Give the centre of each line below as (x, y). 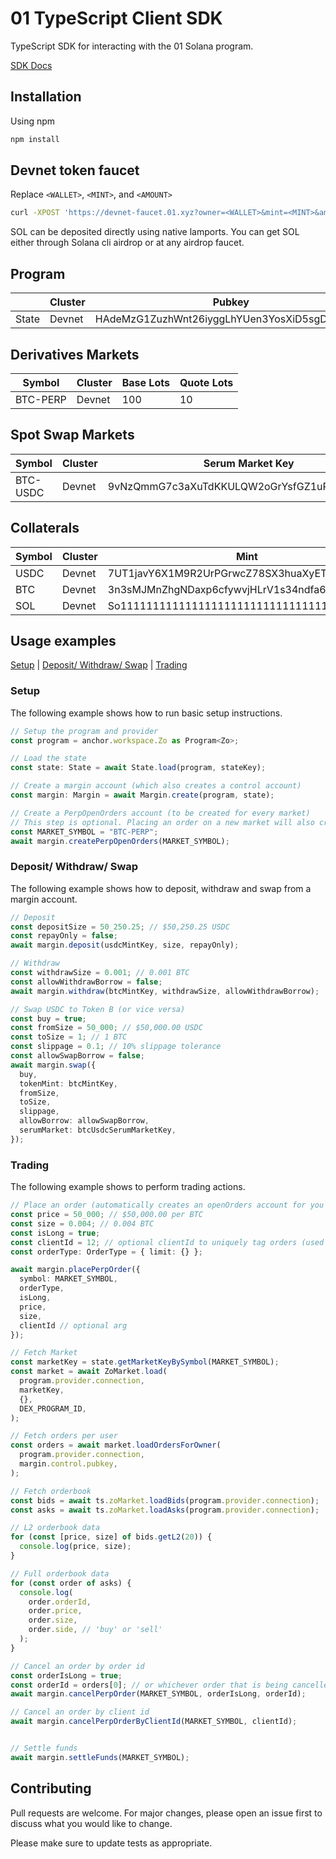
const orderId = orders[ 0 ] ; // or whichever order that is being (149, 1685)
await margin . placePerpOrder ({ (75, 1270)
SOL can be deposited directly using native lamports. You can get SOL (155, 232)
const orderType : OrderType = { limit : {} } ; (106, 1252)
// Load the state (48, 758)
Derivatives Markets (75, 354)
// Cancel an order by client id (80, 1712)
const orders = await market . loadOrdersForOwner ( (116, 1445)
